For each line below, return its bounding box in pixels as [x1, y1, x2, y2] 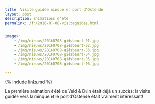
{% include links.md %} [5, 79, 52, 85]
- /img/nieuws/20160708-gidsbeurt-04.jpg [14, 52, 99, 57]
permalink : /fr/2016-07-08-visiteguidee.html [5, 20, 99, 26]
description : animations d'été [5, 16, 69, 21]
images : [5, 34, 21, 39]
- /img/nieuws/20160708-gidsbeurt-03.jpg [14, 47, 99, 52]
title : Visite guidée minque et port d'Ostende [5, 7, 103, 12]
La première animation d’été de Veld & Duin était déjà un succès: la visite [5, 88, 151, 94]
